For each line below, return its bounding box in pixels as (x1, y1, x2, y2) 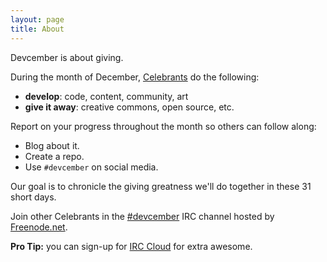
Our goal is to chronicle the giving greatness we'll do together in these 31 (10, 180, 312, 192)
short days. (10, 191, 57, 203)
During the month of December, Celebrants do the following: (10, 71, 260, 83)
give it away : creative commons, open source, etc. (24, 101, 235, 113)
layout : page (10, 14, 65, 25)
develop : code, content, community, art (24, 90, 189, 102)
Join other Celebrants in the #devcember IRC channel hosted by (10, 210, 275, 222)
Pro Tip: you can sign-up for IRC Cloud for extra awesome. (10, 240, 253, 252)
